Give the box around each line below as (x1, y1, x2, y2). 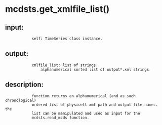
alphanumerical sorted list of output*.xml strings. (40, 67, 152, 72)
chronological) (5, 98, 37, 103)
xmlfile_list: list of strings (31, 63, 96, 68)
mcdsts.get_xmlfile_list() (5, 3, 110, 15)
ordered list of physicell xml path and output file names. (31, 102, 158, 107)
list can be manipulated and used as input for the (31, 111, 140, 116)
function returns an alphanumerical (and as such (31, 93, 136, 98)
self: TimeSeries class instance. (31, 36, 103, 41)
